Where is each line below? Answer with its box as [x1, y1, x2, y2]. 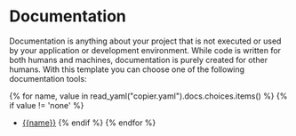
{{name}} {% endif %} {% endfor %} [21, 117, 156, 128]
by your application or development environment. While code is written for [9, 44, 282, 55]
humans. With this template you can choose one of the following [9, 64, 245, 75]
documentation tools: [9, 73, 87, 84]
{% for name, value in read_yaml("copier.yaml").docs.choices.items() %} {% [9, 91, 288, 101]
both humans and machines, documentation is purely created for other [9, 54, 268, 65]
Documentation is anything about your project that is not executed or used [9, 36, 282, 46]
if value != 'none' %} [9, 100, 84, 110]
